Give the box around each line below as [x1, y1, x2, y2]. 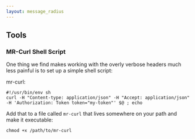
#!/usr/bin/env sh [6, 90, 51, 96]
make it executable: [6, 116, 53, 123]
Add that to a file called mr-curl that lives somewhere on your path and [6, 110, 177, 117]
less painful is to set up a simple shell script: [6, 67, 113, 74]
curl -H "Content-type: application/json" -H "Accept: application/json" [6, 95, 190, 101]
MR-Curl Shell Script [6, 47, 66, 55]
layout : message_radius [6, 8, 64, 15]
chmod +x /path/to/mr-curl [6, 128, 72, 134]
